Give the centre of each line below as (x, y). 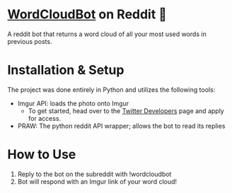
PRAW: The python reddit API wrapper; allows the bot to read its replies (121, 126)
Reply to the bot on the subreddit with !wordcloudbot (94, 174)
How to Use (42, 154)
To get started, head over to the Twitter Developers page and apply (126, 111)
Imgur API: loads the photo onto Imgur (73, 103)
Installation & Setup (66, 70)
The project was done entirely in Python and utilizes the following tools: (111, 89)
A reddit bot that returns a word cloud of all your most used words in (107, 34)
